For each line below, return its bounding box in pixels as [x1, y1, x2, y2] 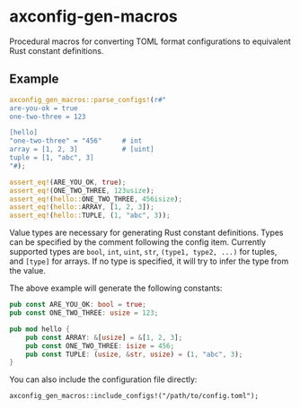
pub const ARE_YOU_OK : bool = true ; [9, 300, 146, 309]
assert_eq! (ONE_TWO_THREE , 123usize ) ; [9, 186, 154, 195]
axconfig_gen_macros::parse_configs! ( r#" [9, 95, 167, 104]
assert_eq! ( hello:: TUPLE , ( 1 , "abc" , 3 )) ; [9, 211, 171, 221]
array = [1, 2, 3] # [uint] [9, 145, 154, 154]
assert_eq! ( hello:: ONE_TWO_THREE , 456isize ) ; [9, 195, 182, 204]
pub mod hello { [9, 325, 70, 334]
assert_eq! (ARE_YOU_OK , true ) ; [9, 178, 127, 187]
